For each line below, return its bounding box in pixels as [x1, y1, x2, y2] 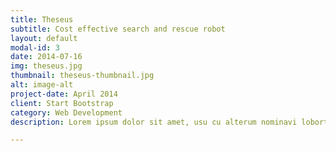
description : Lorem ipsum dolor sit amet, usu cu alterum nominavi [10, 117, 298, 127]
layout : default [10, 33, 78, 43]
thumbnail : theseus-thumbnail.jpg [10, 71, 155, 81]
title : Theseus [10, 14, 74, 25]
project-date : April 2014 [10, 89, 118, 99]
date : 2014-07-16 [10, 52, 83, 62]
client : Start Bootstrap [10, 98, 114, 108]
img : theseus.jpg [10, 61, 83, 71]
